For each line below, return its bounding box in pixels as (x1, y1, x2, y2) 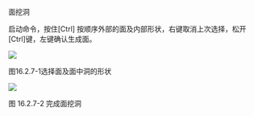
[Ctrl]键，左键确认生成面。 (8, 35, 97, 43)
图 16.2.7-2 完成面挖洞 (8, 99, 82, 108)
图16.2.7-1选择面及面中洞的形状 (8, 67, 112, 76)
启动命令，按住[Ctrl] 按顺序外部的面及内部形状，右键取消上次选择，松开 (8, 24, 247, 34)
